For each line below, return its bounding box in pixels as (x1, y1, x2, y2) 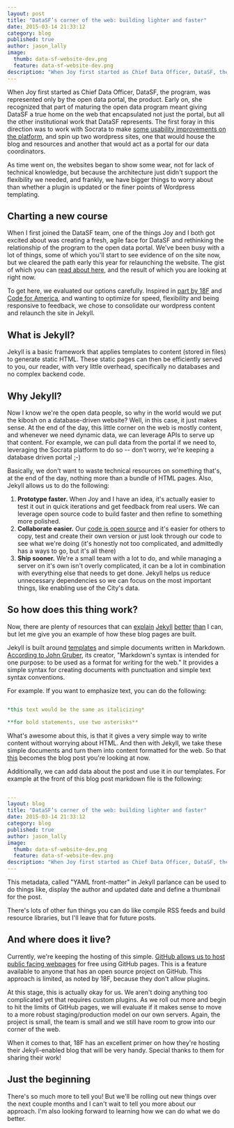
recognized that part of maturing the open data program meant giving (7, 102, 208, 111)
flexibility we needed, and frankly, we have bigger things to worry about (7, 175, 214, 183)
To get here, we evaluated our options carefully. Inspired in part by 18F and (7, 287, 222, 295)
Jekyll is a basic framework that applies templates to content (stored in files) (7, 348, 226, 356)
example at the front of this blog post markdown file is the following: (7, 775, 203, 783)
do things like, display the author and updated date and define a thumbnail (7, 885, 221, 893)
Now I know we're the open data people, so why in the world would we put (7, 409, 221, 417)
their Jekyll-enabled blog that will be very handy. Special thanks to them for (7, 1046, 224, 1054)
